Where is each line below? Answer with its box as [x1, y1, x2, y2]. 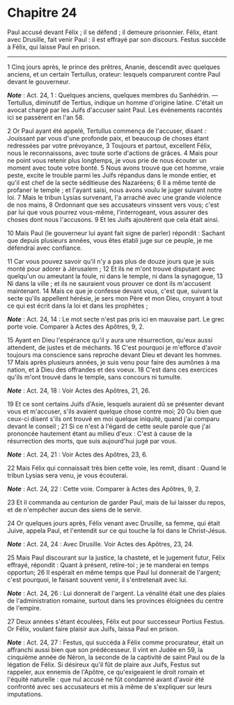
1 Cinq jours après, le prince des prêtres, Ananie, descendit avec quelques [7, 63, 221, 71]
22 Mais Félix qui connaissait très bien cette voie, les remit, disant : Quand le [7, 464, 227, 472]
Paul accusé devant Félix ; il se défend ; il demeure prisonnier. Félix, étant [7, 28, 218, 36]
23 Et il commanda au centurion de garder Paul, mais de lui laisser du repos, [7, 498, 226, 506]
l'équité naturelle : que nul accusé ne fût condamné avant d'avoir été [7, 675, 204, 683]
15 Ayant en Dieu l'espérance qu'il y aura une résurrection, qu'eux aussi [7, 335, 213, 344]
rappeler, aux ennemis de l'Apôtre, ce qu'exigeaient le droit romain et [7, 667, 205, 676]
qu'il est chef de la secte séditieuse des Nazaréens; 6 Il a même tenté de [7, 178, 216, 187]
